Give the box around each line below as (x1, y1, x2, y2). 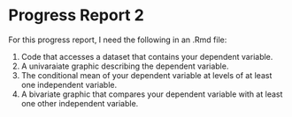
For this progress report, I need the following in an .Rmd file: (8, 34, 227, 45)
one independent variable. (20, 79, 117, 90)
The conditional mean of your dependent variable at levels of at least (20, 69, 273, 80)
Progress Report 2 (8, 5, 145, 26)
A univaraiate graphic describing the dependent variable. (20, 61, 229, 71)
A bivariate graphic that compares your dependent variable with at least (20, 89, 283, 99)
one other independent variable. (20, 98, 139, 108)
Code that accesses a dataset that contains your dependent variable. (20, 51, 273, 62)
